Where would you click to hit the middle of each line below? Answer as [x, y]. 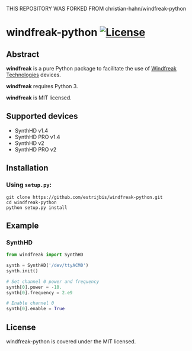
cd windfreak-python [32, 202]
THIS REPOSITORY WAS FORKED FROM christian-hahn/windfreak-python [96, 9]
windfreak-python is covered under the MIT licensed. [71, 342]
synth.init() [22, 271]
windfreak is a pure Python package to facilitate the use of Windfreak [91, 68]
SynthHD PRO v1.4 [37, 137]
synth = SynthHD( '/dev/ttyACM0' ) [47, 266]
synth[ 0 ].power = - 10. [34, 287]
